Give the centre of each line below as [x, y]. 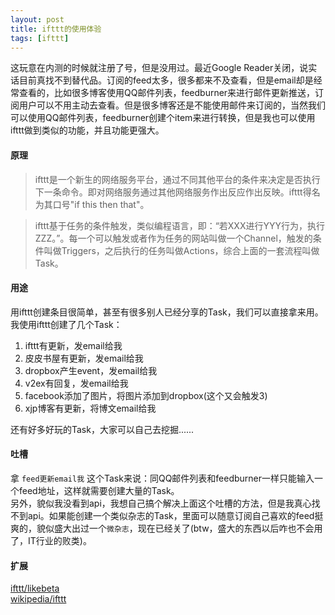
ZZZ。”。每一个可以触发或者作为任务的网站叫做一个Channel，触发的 [173, 238]
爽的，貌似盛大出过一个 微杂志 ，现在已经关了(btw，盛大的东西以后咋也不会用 [166, 528]
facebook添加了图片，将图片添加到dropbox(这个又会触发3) [146, 395]
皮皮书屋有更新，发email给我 [84, 358]
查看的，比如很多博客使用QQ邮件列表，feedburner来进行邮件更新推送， [167, 93]
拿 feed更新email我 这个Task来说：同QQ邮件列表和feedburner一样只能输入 [162, 478]
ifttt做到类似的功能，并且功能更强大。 [87, 130]
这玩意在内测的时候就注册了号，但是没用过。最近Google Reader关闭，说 [159, 68]
